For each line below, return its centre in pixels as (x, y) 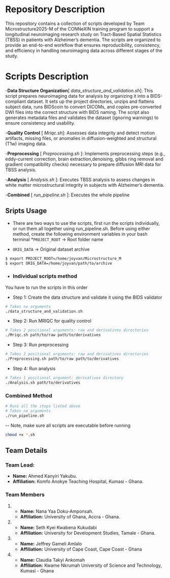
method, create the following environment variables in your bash (80, 234)
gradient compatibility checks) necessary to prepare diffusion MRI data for (83, 164)
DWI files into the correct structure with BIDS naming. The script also (77, 112)
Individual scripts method (45, 276)
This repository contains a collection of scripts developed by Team (75, 23)
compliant (16, 101)
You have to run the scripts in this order (46, 287)
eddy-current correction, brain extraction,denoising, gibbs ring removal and (84, 159)
